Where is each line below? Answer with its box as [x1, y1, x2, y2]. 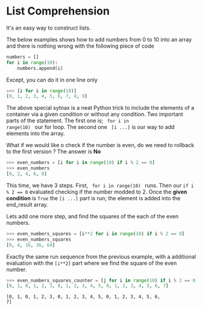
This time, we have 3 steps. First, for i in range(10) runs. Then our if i [6, 182, 194, 189]
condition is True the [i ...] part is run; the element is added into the [6, 194, 181, 201]
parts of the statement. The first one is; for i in [6, 117, 130, 124]
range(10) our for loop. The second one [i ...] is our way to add [6, 124, 175, 131]
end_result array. [6, 201, 48, 208]
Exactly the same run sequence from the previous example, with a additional [6, 253, 196, 260]
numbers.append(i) [17, 65, 63, 71]
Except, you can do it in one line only [6, 76, 98, 83]
